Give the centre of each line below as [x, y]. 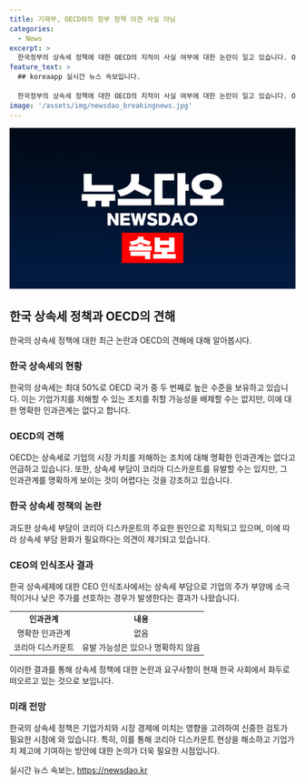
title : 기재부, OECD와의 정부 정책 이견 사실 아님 [93, 19]
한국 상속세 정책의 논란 [56, 507]
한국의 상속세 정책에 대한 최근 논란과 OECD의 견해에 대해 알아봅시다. [131, 340]
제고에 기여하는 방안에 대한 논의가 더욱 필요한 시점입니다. [119, 751]
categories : [32, 29]
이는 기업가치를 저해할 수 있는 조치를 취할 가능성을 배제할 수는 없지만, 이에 [152, 399]
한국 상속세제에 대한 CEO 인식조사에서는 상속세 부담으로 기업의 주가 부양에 [142, 586]
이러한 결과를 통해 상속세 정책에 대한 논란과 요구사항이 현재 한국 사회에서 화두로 [150, 669]
